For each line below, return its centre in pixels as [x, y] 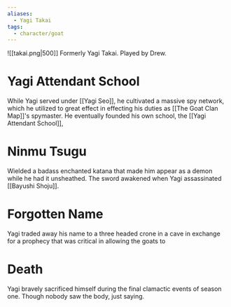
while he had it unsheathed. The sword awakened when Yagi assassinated [114, 179]
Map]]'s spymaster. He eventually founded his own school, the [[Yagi [107, 116]
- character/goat [39, 33]
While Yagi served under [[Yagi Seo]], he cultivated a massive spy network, [116, 101]
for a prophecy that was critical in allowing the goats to [86, 241]
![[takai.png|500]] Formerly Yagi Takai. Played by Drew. [87, 53]
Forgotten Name [55, 214]
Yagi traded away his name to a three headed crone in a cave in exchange [114, 234]
